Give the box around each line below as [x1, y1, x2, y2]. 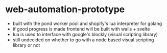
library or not [12, 42, 40, 48]
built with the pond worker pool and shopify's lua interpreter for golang [12, 20, 162, 26]
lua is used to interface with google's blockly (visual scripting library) [12, 31, 158, 37]
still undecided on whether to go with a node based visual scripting [12, 37, 154, 43]
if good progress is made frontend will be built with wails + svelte [12, 25, 150, 32]
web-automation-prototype [5, 4, 125, 15]
